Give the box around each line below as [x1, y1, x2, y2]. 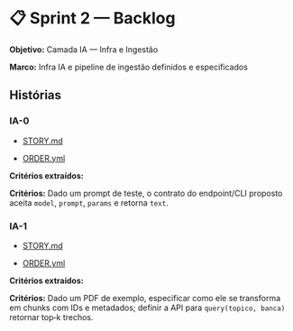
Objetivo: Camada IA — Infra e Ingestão [9, 43, 159, 55]
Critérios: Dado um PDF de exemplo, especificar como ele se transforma [9, 292, 281, 303]
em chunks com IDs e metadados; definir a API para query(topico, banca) [9, 302, 286, 313]
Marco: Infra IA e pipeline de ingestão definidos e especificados [9, 61, 248, 72]
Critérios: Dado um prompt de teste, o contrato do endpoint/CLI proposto [9, 188, 283, 198]
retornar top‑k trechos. [9, 311, 94, 322]
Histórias [9, 87, 61, 103]
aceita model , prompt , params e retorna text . [9, 197, 169, 208]
